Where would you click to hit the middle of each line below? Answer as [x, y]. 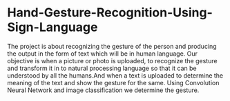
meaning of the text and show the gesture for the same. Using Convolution [113, 82]
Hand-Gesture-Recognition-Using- [110, 13]
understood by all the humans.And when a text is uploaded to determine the [115, 75]
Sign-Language [52, 27]
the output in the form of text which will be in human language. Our [103, 54]
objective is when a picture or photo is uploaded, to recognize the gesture [112, 60]
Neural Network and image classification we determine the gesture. [103, 90]
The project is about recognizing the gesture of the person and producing [112, 46]
